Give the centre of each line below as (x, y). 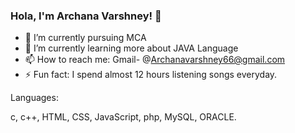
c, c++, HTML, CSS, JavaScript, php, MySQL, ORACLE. (123, 117)
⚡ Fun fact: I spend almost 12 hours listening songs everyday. (151, 75)
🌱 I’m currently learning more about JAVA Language (131, 48)
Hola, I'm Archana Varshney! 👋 (86, 16)
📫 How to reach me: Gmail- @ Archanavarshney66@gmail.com (155, 60)
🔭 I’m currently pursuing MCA (85, 38)
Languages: (34, 98)
